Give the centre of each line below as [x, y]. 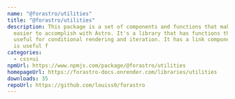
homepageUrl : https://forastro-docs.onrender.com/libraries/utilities [112, 72]
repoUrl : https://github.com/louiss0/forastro [76, 85]
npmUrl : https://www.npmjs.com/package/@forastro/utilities [97, 66]
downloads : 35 [28, 78]
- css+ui [26, 59]
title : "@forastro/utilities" [51, 20]
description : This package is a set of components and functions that [112, 26]
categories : [24, 53]
